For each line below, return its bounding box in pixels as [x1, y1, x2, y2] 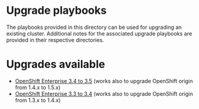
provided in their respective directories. [6, 36, 104, 43]
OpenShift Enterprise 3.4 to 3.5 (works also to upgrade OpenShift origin [14, 77, 193, 84]
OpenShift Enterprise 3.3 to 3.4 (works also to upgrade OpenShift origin [14, 90, 193, 97]
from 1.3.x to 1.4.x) [14, 96, 61, 104]
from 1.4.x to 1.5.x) [14, 84, 61, 91]
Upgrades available [6, 58, 106, 71]
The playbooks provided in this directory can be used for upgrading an [6, 23, 182, 31]
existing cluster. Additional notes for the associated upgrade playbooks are [6, 30, 192, 37]
